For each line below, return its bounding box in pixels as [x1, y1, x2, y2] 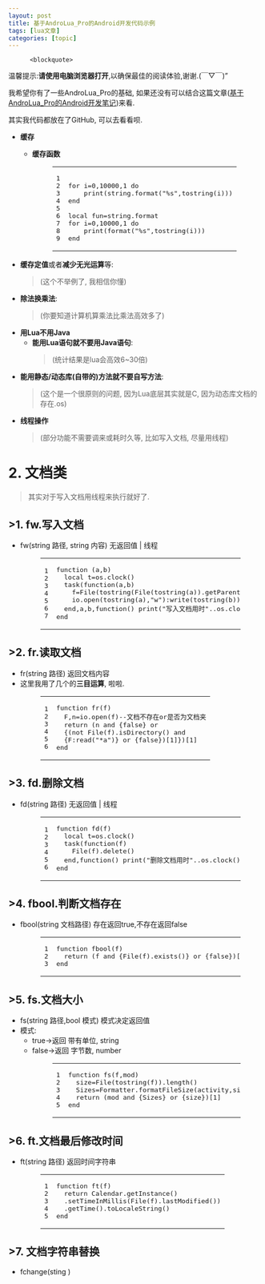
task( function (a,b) [63, 581, 135, 589]
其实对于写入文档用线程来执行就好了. [27, 492, 150, 501]
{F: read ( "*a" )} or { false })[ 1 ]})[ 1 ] [63, 735, 198, 744]
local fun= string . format [67, 211, 159, 220]
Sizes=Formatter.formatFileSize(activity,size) [75, 1086, 253, 1094]
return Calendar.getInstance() [63, 1189, 179, 1198]
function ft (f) [55, 1182, 112, 1190]
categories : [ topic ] [8, 34, 78, 42]
